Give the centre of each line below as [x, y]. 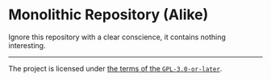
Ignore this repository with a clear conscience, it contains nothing [117, 37]
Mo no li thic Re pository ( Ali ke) [108, 15]
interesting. [27, 45]
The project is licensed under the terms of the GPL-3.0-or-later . [115, 68]
